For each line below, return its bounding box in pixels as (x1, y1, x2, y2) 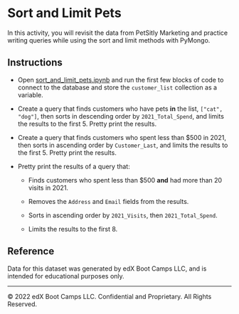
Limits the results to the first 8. (28, 224, 118, 233)
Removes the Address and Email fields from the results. (28, 197, 189, 205)
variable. (17, 90, 44, 99)
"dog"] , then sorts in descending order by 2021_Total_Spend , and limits (17, 112, 224, 120)
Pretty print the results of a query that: (17, 162, 130, 170)
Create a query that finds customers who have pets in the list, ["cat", (17, 104, 223, 113)
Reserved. (7, 300, 38, 308)
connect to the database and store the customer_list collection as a (17, 83, 218, 92)
